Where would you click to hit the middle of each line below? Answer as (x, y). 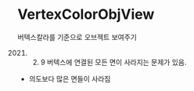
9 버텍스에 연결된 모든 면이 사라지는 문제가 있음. (113, 62)
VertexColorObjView (86, 15)
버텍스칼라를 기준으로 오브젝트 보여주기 (77, 37)
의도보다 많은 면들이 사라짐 (70, 78)
